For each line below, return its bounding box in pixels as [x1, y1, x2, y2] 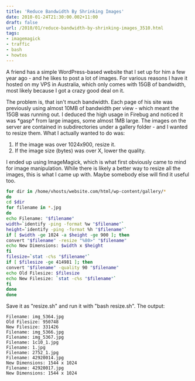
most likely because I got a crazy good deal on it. [6, 87, 125, 94]
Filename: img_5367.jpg [6, 335, 64, 341]
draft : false [6, 19, 38, 25]
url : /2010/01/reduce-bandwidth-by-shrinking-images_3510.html [6, 25, 164, 31]
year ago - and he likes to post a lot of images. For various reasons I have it [6, 74, 188, 81]
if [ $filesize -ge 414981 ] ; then [6, 259, 93, 265]
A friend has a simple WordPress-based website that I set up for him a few [6, 68, 186, 75]
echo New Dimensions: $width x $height [6, 243, 104, 249]
